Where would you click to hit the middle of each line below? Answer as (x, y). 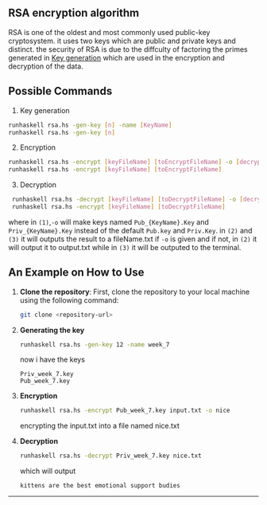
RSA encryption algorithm (74, 13)
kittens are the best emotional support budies (100, 486)
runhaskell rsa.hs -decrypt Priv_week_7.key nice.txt (110, 456)
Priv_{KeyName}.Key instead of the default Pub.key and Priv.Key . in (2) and (130, 230)
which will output (48, 471)
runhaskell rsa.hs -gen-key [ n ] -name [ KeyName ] (90, 125)
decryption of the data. (46, 66)
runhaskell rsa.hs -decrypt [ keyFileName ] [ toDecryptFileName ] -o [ (128, 200)
